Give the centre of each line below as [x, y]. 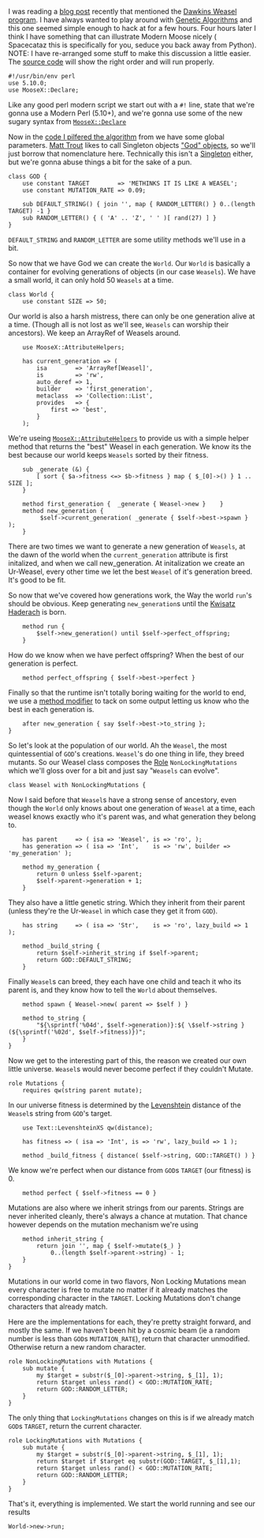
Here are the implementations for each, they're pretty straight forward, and [130, 1322]
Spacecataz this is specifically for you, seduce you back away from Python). [132, 45]
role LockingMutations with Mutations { [76, 1441]
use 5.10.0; [28, 83]
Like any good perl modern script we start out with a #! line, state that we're [131, 105]
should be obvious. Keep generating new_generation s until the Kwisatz [122, 603]
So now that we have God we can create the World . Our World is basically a [129, 263]
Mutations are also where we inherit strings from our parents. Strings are [126, 1208]
